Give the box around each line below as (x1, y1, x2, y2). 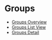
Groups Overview (11, 19, 47, 25)
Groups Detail (11, 29, 39, 35)
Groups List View (11, 24, 46, 30)
